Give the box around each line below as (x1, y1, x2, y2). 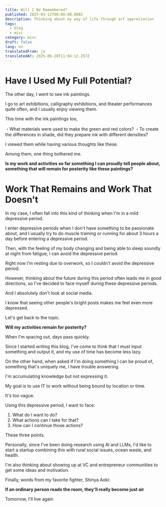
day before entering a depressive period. (5, 236, 89, 242)
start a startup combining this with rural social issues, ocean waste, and (5, 447, 152, 453)
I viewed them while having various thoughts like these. (5, 141, 118, 147)
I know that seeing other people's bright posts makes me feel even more (5, 300, 153, 306)
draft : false (5, 40, 32, 45)
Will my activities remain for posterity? (5, 324, 87, 331)
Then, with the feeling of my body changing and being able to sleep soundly (5, 246, 161, 252)
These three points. (5, 432, 45, 438)
